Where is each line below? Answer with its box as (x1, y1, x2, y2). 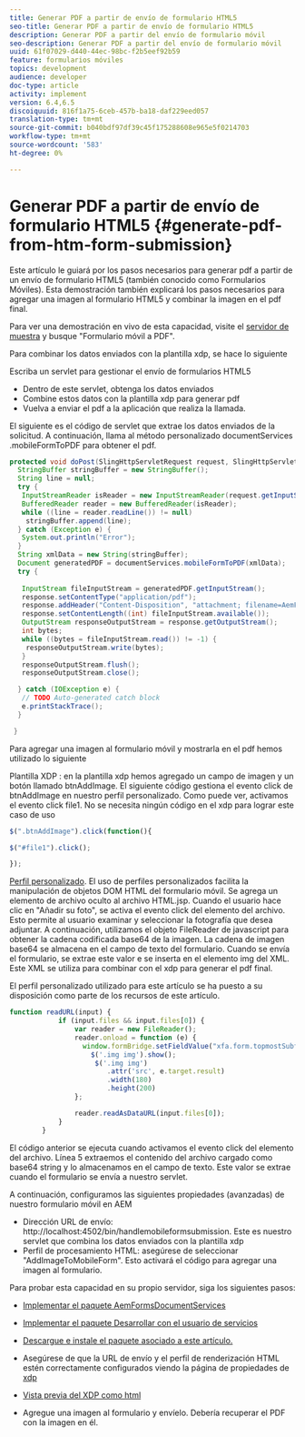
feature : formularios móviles (9, 55, 124, 65)
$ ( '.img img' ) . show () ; (90, 1050, 177, 1060)
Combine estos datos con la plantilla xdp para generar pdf (22, 393, 241, 404)
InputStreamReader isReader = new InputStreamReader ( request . (21, 491, 261, 500)
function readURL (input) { (9, 1008, 112, 1017)
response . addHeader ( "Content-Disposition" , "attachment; (21, 601, 242, 610)
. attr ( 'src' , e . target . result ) (106, 1067, 225, 1076)
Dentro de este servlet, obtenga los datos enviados (22, 383, 214, 394)
